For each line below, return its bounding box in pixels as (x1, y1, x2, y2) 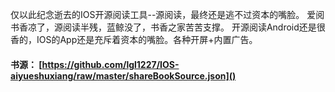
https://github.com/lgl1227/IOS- (41, 58, 180, 70)
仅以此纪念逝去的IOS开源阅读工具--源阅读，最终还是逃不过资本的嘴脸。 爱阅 (10, 9, 325, 20)
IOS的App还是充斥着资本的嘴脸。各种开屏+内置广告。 (36, 34, 258, 45)
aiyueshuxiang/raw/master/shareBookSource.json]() (10, 69, 237, 82)
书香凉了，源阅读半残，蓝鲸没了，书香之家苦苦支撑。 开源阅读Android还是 (10, 21, 317, 33)
